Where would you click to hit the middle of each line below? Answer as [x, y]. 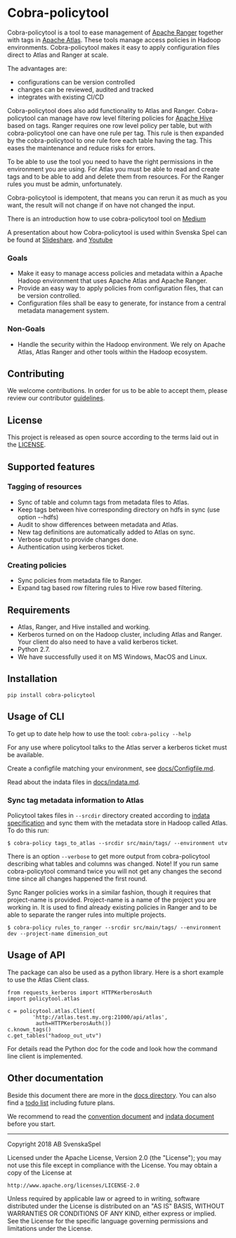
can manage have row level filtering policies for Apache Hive [125, 118]
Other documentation [55, 1078]
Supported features [51, 466]
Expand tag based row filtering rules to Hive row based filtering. [110, 588]
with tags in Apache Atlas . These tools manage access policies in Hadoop [114, 39]
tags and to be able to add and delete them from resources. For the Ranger [116, 176]
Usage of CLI [36, 717]
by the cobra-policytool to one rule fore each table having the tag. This [110, 140]
